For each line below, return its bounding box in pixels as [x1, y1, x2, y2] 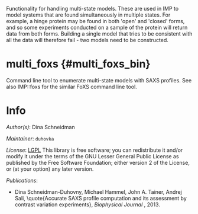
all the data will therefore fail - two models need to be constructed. [6, 37, 168, 43]
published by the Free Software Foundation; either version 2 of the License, [6, 159, 190, 166]
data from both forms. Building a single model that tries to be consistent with [6, 30, 193, 37]
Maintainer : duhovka [6, 135, 54, 142]
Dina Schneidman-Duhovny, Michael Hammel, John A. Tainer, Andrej [14, 188, 182, 195]
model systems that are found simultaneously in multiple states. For [6, 11, 171, 18]
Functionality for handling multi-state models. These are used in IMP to [6, 5, 179, 12]
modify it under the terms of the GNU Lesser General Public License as [6, 152, 179, 159]
